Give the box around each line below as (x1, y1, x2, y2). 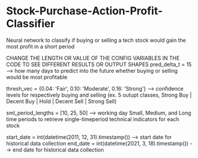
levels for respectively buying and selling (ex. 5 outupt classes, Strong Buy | (6, 91, 192, 98)
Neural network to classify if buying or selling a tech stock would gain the (6, 36, 186, 44)
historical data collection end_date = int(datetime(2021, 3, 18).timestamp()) (6, 140, 188, 147)
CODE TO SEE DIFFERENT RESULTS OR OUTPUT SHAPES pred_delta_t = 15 (6, 61, 192, 68)
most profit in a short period (6, 43, 75, 50)
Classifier (6, 17, 55, 30)
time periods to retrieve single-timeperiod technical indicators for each (6, 115, 180, 123)
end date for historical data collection (12, 146, 104, 153)
